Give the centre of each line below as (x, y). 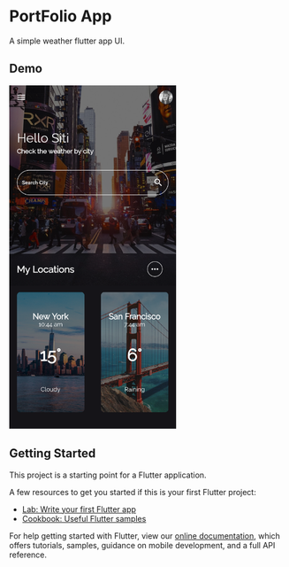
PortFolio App (61, 16)
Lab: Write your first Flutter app (79, 509)
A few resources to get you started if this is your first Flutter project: (133, 492)
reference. (28, 555)
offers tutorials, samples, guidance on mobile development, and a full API (142, 545)
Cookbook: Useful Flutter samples (84, 518)
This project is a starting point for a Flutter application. (108, 475)
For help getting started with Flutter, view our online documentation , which (145, 536)
